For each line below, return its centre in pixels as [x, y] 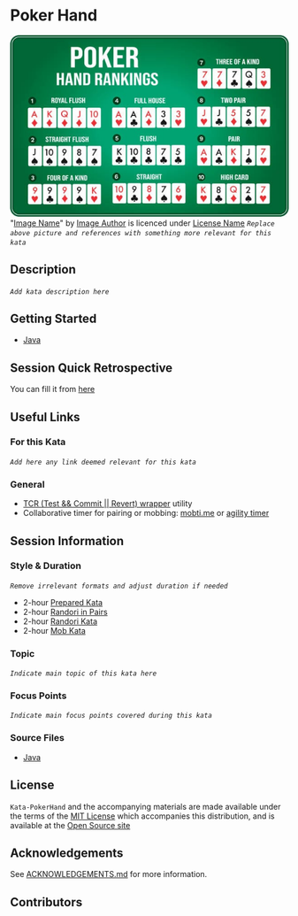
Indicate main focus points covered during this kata [111, 716]
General [27, 484]
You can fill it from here [53, 389]
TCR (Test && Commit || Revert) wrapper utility [107, 504]
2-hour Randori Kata [60, 621]
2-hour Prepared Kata [63, 602]
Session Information [67, 541]
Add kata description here [60, 292]
